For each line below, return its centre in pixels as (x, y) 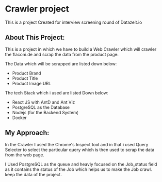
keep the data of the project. (33, 174)
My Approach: (27, 133)
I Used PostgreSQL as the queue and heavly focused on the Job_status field (81, 164)
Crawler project (37, 9)
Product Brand (26, 73)
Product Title (25, 78)
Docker (19, 118)
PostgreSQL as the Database (41, 107)
